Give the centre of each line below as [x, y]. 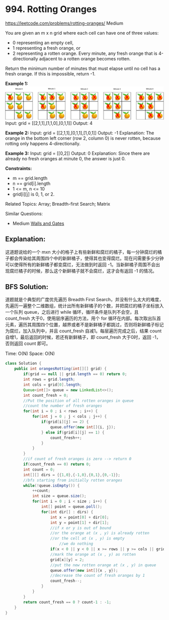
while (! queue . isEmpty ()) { [52, 485]
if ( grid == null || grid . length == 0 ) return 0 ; [75, 374]
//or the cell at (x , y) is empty [87, 539]
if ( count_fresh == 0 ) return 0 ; [57, 464]
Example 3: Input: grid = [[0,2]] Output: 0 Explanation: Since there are [77, 153]
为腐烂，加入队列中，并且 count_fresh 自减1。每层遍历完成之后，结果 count [83, 331]
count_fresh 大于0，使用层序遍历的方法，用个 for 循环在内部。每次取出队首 [83, 318]
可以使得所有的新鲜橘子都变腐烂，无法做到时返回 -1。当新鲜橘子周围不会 [80, 264]
